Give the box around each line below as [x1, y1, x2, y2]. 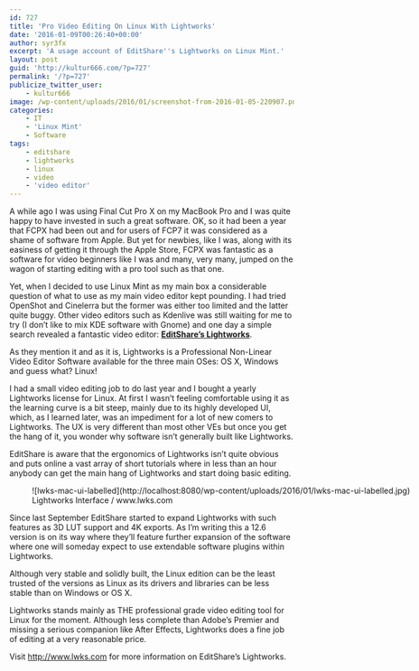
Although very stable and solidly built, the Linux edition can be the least [9, 568, 275, 579]
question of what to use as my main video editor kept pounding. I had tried [9, 291, 286, 302]
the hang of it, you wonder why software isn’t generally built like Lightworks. [9, 431, 293, 443]
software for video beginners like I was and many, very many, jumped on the [9, 254, 293, 265]
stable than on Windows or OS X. [9, 588, 133, 599]
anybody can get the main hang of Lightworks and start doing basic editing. [9, 468, 292, 479]
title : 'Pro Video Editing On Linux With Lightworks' [9, 22, 217, 31]
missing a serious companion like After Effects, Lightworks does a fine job [9, 624, 285, 635]
